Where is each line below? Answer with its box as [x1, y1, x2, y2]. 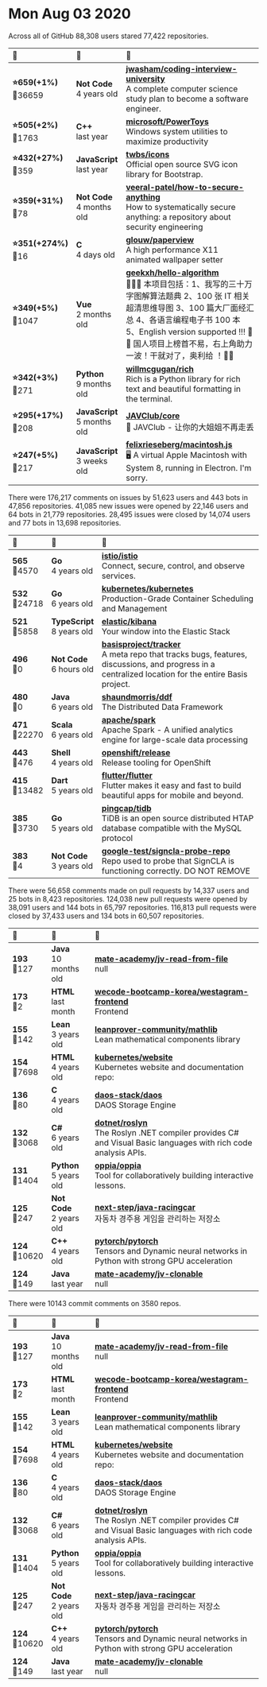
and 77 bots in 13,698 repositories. [8, 518, 122, 527]
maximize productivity [126, 136, 209, 147]
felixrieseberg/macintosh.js [126, 439, 233, 450]
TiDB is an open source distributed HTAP [102, 812, 254, 824]
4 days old [75, 249, 115, 260]
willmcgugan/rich [126, 363, 195, 374]
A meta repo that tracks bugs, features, [102, 649, 248, 660]
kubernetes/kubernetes [102, 583, 194, 594]
